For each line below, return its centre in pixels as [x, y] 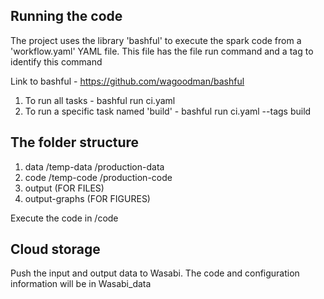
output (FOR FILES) [64, 188]
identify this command [56, 61]
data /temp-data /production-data [94, 166]
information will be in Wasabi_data [81, 284]
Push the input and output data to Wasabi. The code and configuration [155, 273]
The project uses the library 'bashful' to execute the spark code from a [156, 40]
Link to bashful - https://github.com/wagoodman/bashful [127, 81]
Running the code [66, 16]
